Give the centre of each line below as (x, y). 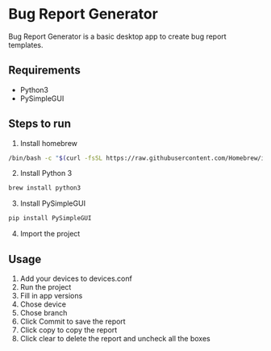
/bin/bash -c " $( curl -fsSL (56, 158)
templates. (26, 44)
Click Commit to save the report (73, 321)
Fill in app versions (51, 296)
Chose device (43, 304)
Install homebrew (49, 143)
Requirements (44, 71)
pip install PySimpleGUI (50, 219)
